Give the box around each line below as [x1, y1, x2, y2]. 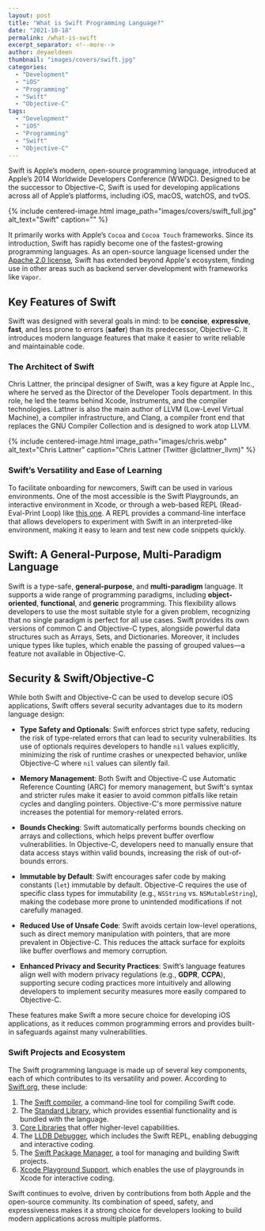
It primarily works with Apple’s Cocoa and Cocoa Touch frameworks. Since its [8, 231, 254, 240]
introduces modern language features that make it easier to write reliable [8, 333, 245, 343]
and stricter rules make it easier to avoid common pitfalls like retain [19, 791, 238, 800]
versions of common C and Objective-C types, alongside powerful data [8, 623, 240, 633]
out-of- [218, 848, 242, 858]
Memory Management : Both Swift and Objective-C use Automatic [19, 774, 237, 783]
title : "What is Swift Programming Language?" [8, 19, 165, 27]
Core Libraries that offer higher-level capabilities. [19, 1122, 180, 1132]
